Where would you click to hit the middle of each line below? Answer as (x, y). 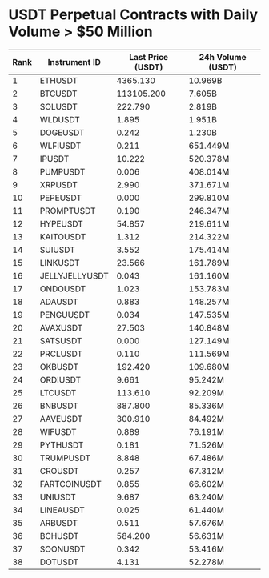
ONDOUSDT (63, 288)
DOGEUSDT (62, 132)
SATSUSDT (61, 340)
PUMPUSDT (62, 171)
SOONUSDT (62, 548)
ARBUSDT (59, 523)
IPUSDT (54, 159)
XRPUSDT (58, 184)
